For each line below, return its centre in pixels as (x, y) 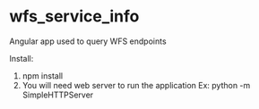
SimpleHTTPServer (58, 95)
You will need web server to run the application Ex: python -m (136, 85)
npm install (43, 75)
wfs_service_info (74, 17)
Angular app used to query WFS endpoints (88, 41)
